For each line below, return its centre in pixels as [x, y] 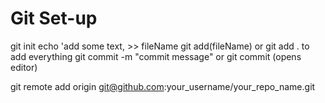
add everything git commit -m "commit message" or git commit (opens [156, 56]
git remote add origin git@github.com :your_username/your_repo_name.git [163, 86]
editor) [24, 67]
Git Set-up [54, 18]
